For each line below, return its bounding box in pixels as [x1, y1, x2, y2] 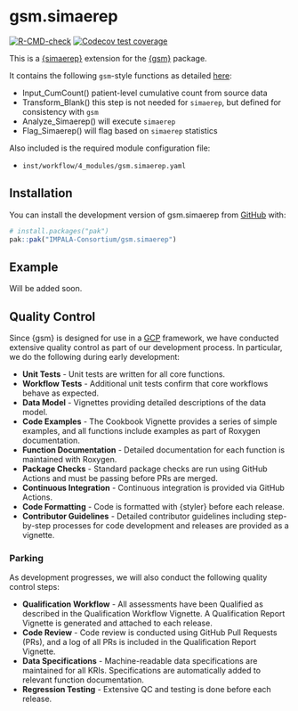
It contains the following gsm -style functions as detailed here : [9, 69, 233, 81]
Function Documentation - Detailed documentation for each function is [21, 445, 286, 455]
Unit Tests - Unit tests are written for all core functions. [21, 369, 225, 380]
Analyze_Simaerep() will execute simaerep [21, 116, 176, 127]
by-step [21, 520, 52, 531]
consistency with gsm [21, 106, 100, 117]
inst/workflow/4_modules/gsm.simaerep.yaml [21, 161, 187, 170]
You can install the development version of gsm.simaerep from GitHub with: [9, 209, 286, 220]
